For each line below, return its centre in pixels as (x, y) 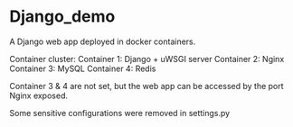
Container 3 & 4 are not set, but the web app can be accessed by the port (146, 86)
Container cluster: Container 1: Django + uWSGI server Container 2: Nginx (147, 59)
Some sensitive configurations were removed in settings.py (120, 113)
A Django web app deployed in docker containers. (103, 41)
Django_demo (62, 17)
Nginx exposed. (38, 95)
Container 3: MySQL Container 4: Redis (83, 68)
